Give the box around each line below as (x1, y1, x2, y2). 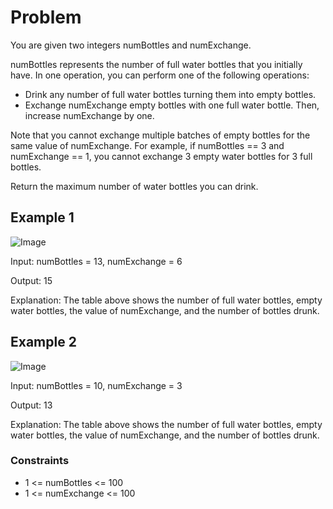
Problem (10, 6, 82, 29)
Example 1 (10, 209, 75, 226)
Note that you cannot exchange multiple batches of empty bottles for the (10, 129, 311, 141)
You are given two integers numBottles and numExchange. (10, 39, 252, 51)
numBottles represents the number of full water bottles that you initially (10, 58, 303, 70)
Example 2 (10, 334, 77, 351)
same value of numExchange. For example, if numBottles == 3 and (10, 139, 285, 151)
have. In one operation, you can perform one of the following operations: (10, 69, 310, 81)
